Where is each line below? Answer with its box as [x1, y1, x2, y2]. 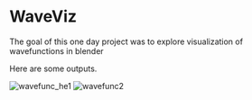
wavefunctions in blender [9, 45, 104, 56]
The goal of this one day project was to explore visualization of [9, 36, 244, 47]
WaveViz [9, 6, 77, 27]
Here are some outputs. [9, 63, 98, 74]
